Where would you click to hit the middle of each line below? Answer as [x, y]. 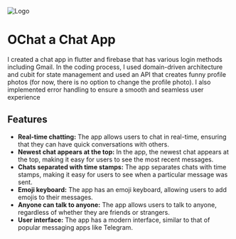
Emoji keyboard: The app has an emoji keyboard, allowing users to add [122, 189]
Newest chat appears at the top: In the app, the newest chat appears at [123, 152]
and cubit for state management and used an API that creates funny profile [117, 74]
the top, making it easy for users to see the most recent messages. [116, 159]
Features [27, 120]
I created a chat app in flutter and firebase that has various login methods [115, 59]
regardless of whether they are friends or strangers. [94, 212]
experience [24, 97]
